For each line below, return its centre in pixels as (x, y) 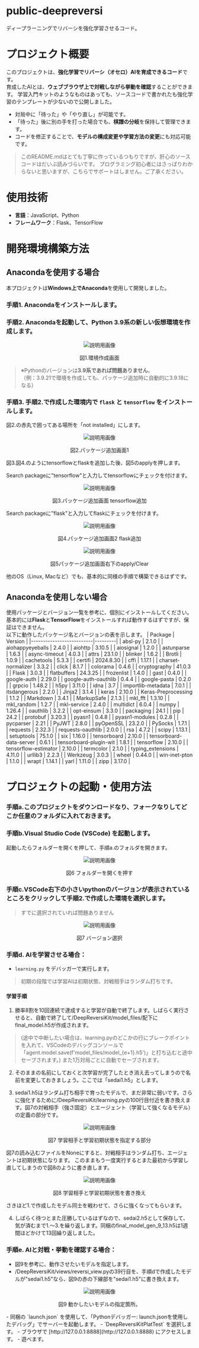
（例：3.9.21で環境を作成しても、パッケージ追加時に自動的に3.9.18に (105, 378)
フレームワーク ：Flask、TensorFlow (59, 222)
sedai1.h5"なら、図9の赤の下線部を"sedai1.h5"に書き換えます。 (105, 1279)
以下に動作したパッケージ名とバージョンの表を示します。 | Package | (90, 635)
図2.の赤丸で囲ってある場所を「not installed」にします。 (75, 425)
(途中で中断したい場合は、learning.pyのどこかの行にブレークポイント (105, 1038)
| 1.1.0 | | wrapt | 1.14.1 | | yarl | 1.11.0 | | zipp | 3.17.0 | (68, 761)
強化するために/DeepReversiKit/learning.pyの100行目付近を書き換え (103, 1100)
